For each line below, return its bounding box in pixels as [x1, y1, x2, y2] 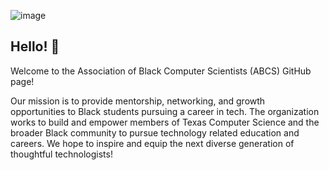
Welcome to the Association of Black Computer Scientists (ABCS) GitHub [10, 65, 312, 77]
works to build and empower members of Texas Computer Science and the [10, 116, 320, 128]
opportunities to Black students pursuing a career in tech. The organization [10, 105, 320, 117]
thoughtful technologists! [10, 148, 113, 160]
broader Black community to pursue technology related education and [10, 126, 300, 139]
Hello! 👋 [10, 38, 60, 55]
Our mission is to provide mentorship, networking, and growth [10, 95, 266, 107]
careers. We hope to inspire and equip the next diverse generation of [10, 137, 295, 149]
